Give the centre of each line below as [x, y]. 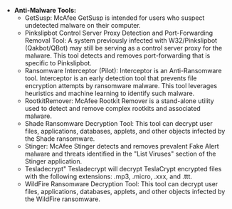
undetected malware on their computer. [83, 25]
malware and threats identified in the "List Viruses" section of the [120, 154]
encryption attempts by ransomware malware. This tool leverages [121, 86]
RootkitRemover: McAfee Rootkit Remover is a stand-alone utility [120, 101]
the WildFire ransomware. [63, 199]
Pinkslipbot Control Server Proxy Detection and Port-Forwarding [119, 33]
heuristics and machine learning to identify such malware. [110, 93]
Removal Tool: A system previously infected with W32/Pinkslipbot [121, 41]
